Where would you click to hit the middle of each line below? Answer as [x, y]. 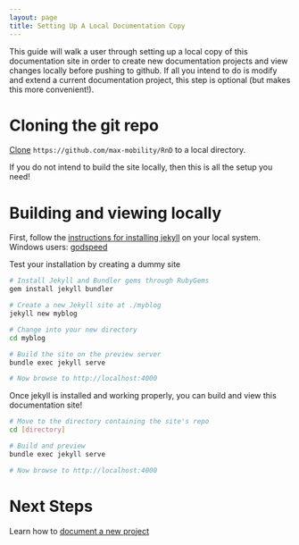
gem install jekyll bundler [62, 289]
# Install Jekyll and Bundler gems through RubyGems [109, 281]
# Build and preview [48, 446]
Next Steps [51, 506]
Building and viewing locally [115, 213]
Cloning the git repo [84, 125]
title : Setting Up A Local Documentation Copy [97, 26]
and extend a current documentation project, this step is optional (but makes [150, 80]
